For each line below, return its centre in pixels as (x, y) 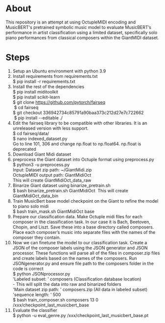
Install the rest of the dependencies (48, 87)
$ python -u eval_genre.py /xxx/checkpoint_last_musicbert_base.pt (81, 315)
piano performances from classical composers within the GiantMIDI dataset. (82, 38)
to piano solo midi (31, 206)
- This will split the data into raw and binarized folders (67, 284)
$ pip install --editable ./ (38, 117)
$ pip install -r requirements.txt (44, 81)
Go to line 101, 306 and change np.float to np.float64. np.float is (77, 144)
